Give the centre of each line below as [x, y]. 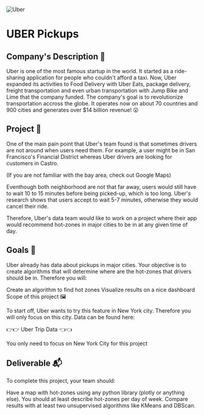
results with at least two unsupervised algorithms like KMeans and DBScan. [101, 406]
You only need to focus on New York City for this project [77, 343]
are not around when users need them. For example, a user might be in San [101, 150]
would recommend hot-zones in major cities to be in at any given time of [97, 224]
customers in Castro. [33, 163]
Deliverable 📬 [34, 364]
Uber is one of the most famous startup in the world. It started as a [90, 71]
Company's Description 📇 [56, 56]
